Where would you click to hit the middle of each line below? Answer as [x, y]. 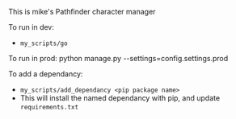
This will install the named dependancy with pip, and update [120, 98]
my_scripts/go [44, 43]
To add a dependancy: [46, 74]
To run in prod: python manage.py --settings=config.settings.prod [118, 58]
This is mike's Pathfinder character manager [82, 12]
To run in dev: [31, 27]
